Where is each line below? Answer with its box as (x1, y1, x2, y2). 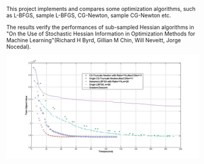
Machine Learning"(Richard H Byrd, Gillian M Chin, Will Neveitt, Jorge (6, 37, 181, 43)
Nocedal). (6, 43, 32, 50)
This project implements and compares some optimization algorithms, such (6, 6, 196, 12)
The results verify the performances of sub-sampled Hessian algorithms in (6, 24, 194, 31)
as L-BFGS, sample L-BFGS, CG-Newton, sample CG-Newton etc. (6, 12, 172, 19)
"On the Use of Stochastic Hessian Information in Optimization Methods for (6, 30, 195, 37)
